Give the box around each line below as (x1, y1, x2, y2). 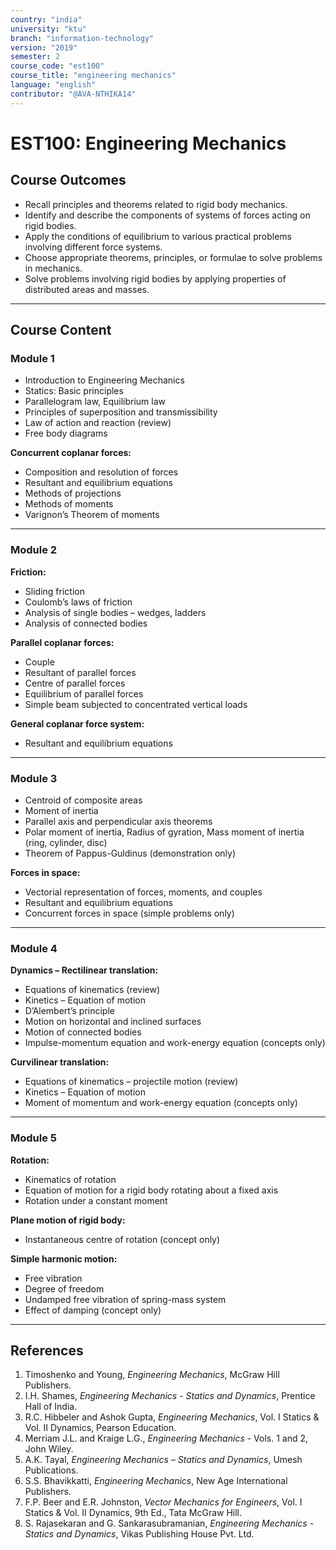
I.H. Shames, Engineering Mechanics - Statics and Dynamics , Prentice (24, 1390, 316, 1402)
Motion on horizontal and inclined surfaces (24, 1016, 202, 1028)
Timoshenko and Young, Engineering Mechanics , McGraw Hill (24, 1369, 280, 1381)
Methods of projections (24, 487, 122, 500)
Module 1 (10, 351, 55, 365)
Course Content (10, 322, 112, 339)
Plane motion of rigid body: (10, 1214, 126, 1226)
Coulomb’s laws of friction (24, 596, 133, 608)
